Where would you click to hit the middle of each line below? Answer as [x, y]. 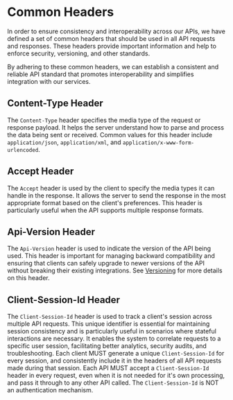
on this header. [28, 278]
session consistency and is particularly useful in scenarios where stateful [112, 331]
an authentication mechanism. [50, 390]
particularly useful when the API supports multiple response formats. [105, 210]
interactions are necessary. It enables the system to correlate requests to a [114, 339]
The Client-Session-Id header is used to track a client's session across [110, 317]
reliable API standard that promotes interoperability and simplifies [101, 74]
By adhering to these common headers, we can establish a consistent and [113, 67]
